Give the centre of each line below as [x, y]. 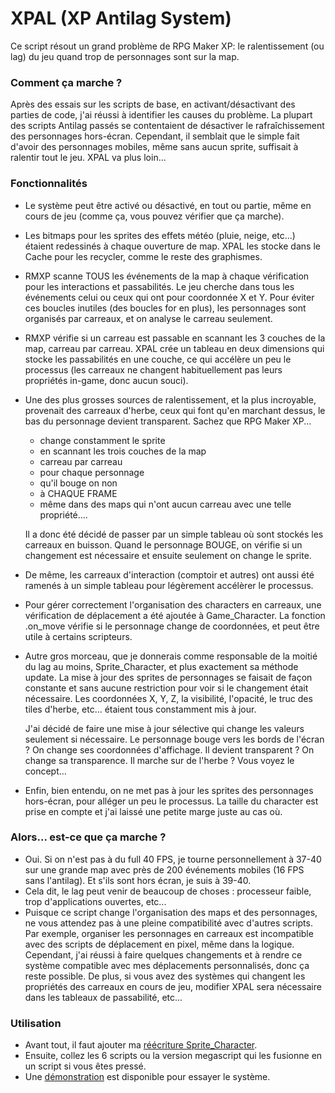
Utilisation [36, 1023]
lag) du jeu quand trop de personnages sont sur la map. [125, 56]
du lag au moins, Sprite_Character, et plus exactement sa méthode [161, 666]
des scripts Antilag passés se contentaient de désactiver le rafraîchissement [167, 126]
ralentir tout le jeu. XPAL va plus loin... [88, 158]
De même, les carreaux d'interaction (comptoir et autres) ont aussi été [169, 574]
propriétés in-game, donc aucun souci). [106, 380]
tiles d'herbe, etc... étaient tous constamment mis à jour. [140, 709]
